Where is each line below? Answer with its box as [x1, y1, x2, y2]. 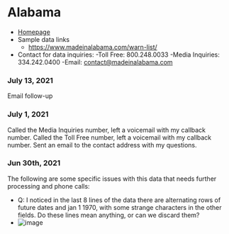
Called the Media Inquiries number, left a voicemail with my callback [7, 126, 206, 134]
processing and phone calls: [7, 182, 90, 190]
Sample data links [17, 35, 69, 43]
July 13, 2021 [7, 75, 53, 85]
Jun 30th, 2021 [7, 158, 61, 168]
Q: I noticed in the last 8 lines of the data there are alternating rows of [17, 196, 221, 204]
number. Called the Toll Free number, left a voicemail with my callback [7, 133, 212, 142]
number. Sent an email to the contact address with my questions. [7, 140, 197, 149]
